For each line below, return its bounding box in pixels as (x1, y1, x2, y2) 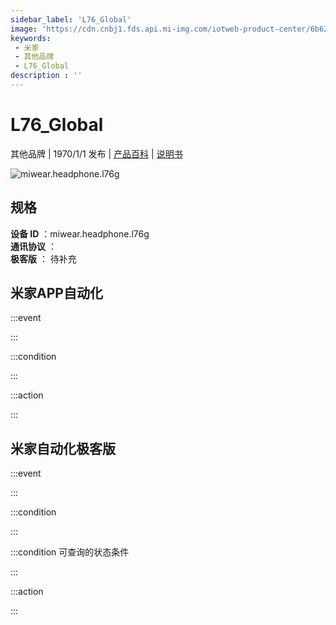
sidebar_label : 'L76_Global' (10, 14, 132, 25)
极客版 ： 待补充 (10, 252, 77, 265)
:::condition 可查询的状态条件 (10, 546, 130, 558)
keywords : (10, 33, 52, 43)
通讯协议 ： (10, 240, 57, 252)
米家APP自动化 (10, 285, 103, 302)
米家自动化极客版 (10, 440, 116, 457)
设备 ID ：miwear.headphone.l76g (10, 227, 150, 240)
